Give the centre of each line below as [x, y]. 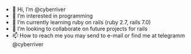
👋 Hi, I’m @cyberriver [39, 9]
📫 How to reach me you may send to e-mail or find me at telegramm [98, 35]
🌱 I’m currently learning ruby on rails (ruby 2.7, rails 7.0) [81, 22]
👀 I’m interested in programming [52, 16]
